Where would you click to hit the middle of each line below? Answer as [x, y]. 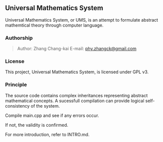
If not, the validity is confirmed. [37, 125]
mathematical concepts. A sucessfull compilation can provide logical [75, 101]
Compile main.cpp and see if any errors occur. [52, 115]
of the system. [45, 106]
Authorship [19, 38]
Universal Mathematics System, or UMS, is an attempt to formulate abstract [82, 20]
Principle [16, 85]
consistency [17, 106]
